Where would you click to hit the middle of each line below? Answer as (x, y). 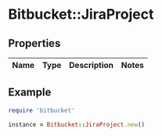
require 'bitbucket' (42, 110)
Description (91, 65)
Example (30, 93)
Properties (34, 43)
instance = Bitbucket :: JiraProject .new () (77, 124)
